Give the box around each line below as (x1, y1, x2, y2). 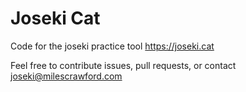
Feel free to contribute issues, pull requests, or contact (10, 59, 237, 71)
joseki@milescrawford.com (10, 70, 123, 82)
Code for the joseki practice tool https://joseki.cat (10, 40, 215, 52)
